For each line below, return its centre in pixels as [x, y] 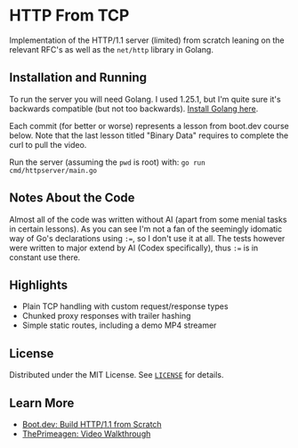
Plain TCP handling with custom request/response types [125, 306]
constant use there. [45, 257]
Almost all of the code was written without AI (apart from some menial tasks [148, 219]
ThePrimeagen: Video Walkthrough [86, 434]
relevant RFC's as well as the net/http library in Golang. [111, 49]
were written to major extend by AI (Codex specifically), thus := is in [134, 248]
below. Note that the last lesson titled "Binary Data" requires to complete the [149, 135]
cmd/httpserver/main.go [53, 170]
